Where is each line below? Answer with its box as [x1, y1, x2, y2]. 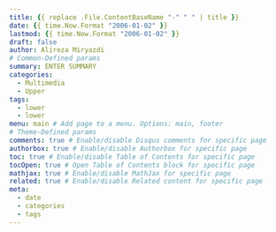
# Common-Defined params [9, 54, 101, 63]
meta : [9, 185, 29, 194]
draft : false [9, 37, 57, 47]
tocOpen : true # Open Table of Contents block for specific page [9, 161, 255, 169]
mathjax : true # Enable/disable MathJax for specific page [9, 168, 232, 177]
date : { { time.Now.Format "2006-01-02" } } [9, 21, 168, 30]
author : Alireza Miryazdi [9, 46, 104, 55]
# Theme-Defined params [9, 128, 97, 137]
